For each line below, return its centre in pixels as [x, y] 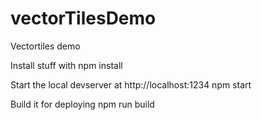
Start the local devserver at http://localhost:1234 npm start [131, 84]
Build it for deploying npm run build [82, 104]
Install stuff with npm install [66, 65]
